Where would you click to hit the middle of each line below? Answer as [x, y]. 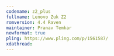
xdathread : [19, 44]
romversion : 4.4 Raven [34, 22]
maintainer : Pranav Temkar [39, 28]
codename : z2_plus [28, 11]
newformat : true [26, 33]
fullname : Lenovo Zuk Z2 [36, 17]
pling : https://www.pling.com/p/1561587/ [57, 38]
